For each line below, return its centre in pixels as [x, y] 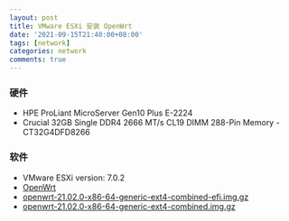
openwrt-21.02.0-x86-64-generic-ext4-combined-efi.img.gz [135, 197]
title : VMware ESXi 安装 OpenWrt [71, 26]
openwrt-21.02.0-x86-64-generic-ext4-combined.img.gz [129, 206]
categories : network [48, 51]
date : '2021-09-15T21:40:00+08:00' [76, 34]
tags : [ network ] [40, 43]
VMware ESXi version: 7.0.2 [74, 178]
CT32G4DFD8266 [56, 133]
